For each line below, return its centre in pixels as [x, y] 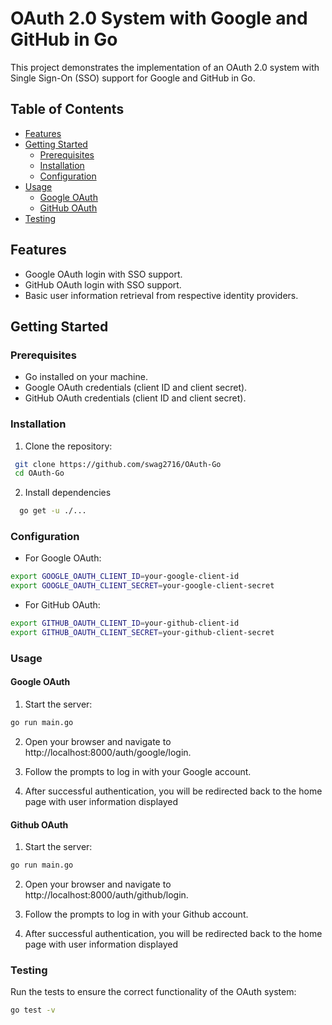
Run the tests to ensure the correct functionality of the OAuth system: [153, 992]
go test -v [33, 1010]
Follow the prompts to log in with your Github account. [136, 914]
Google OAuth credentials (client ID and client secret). [136, 388]
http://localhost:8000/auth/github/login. [106, 895]
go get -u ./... [53, 511]
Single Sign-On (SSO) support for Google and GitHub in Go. [133, 78]
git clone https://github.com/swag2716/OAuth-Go [118, 464]
